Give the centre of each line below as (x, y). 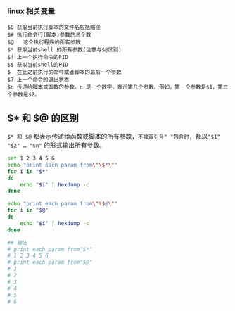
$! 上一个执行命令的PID (38, 58)
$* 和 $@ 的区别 (43, 118)
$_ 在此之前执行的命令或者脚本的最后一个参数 (64, 72)
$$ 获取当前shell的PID (38, 65)
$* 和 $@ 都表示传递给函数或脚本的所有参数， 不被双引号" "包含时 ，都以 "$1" (114, 137)
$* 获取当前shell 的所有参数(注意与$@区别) (64, 50)
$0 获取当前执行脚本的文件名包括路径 (54, 27)
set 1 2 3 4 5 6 (31, 159)
